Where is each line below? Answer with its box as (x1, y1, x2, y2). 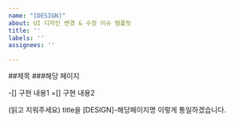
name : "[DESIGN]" (8, 11, 66, 20)
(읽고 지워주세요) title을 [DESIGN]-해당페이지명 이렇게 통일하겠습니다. (8, 105, 227, 115)
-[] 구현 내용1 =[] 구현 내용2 (8, 89, 96, 98)
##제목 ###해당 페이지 (8, 71, 80, 81)
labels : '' (8, 33, 45, 42)
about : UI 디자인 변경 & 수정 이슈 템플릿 (8, 19, 132, 27)
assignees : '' (8, 41, 56, 49)
